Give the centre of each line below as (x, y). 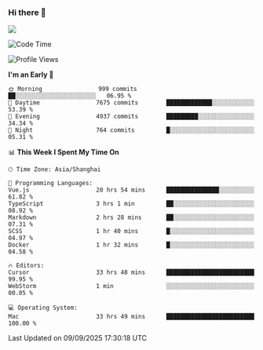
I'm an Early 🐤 (31, 75)
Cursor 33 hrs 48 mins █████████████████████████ (131, 273)
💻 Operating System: (43, 308)
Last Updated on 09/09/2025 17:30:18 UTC (78, 338)
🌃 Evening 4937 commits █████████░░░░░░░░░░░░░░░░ (131, 117)
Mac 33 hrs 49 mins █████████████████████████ (131, 317)
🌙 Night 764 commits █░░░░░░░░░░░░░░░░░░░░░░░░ (131, 130)
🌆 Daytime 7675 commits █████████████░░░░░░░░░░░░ (131, 103)
